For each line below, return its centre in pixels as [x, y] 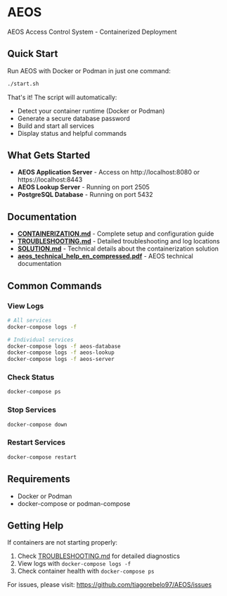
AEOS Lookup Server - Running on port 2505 [83, 187]
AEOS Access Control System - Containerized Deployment [92, 32]
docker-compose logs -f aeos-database [64, 346]
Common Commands [54, 286]
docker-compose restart [42, 457]
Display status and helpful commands [72, 133]
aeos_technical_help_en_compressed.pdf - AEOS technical [105, 256]
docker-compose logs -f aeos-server [61, 360]
